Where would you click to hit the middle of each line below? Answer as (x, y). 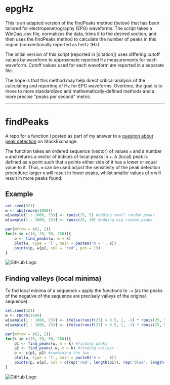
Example (19, 194)
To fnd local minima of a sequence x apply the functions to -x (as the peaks (84, 291)
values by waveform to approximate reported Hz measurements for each (81, 59)
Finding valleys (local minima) (53, 278)
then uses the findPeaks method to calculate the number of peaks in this (81, 39)
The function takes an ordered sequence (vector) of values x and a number (83, 151)
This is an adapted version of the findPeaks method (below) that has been (82, 23)
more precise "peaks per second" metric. (48, 97)
